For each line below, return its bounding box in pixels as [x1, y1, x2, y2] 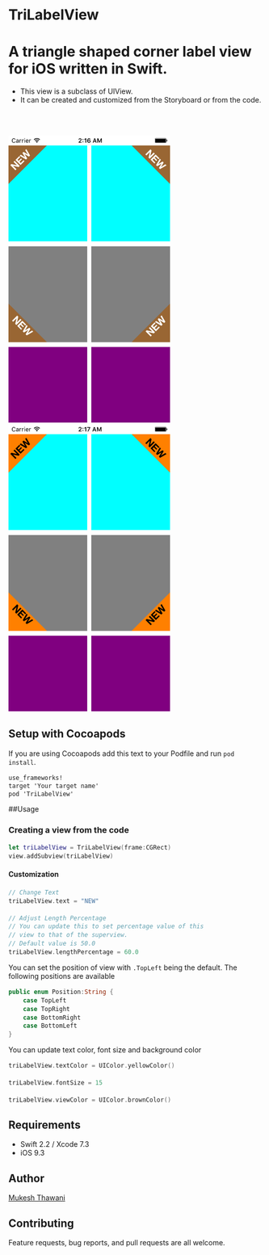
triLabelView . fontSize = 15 [8, 1078, 103, 1087]
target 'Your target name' [8, 782, 99, 790]
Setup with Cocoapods [8, 727, 126, 741]
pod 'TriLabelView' [8, 790, 74, 798]
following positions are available [8, 971, 116, 980]
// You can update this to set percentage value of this [8, 922, 204, 930]
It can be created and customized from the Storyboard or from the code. [19, 95, 262, 105]
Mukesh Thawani [8, 1193, 66, 1203]
